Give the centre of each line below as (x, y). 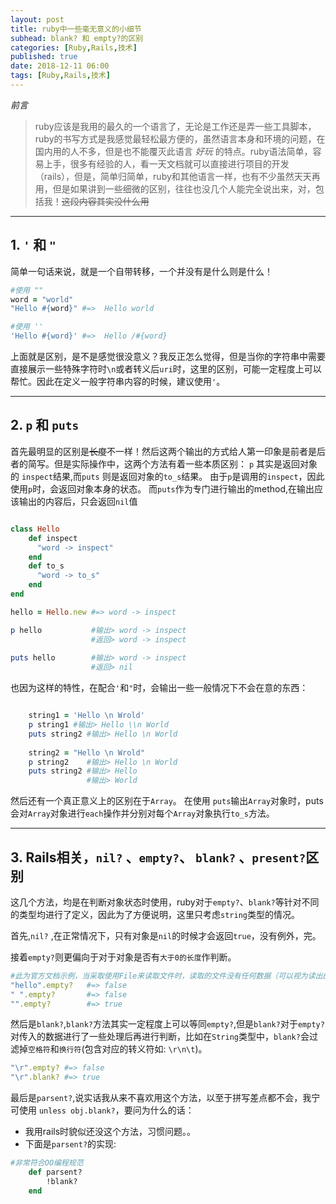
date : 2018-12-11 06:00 (60, 66)
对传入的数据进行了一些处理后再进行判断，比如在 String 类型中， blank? (155, 1037)
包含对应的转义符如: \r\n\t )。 (146, 1049)
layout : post (37, 19)
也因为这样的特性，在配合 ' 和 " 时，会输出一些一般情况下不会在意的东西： (159, 688)
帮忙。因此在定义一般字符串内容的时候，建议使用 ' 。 (118, 382)
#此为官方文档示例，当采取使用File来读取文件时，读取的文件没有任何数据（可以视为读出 (166, 976)
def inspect (53, 538)
